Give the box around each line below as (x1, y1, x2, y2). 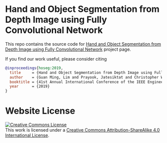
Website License (5, 105, 76, 117)
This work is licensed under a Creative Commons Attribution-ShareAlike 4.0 (5, 127, 160, 133)
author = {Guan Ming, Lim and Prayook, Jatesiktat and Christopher (9, 74, 159, 80)
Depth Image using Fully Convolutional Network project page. (5, 46, 131, 52)
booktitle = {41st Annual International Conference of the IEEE (9, 79, 146, 84)
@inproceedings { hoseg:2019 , (5, 66, 64, 71)
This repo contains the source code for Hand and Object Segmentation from (5, 41, 162, 47)
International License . (5, 133, 50, 139)
